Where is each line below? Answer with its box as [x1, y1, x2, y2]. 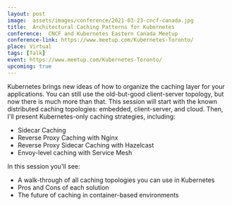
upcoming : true [7, 63, 52, 70]
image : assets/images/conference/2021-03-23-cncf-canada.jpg [7, 17, 194, 24]
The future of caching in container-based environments [17, 190, 179, 199]
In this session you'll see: [7, 162, 80, 170]
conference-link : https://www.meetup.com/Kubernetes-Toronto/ [7, 37, 194, 44]
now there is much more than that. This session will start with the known [7, 97, 217, 106]
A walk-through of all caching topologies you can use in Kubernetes [17, 176, 215, 184]
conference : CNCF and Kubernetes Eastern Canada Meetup [7, 30, 178, 37]
